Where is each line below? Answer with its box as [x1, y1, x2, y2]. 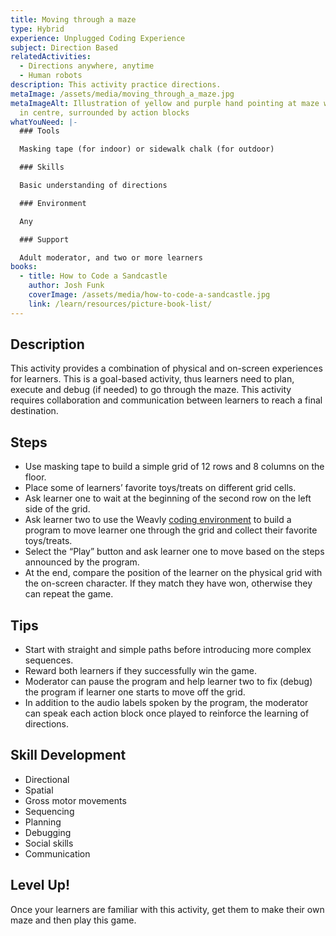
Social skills [24, 837, 74, 849]
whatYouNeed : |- [10, 117, 78, 127]
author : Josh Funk [28, 281, 105, 291]
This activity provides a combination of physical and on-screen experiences [10, 362, 323, 375]
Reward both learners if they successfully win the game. [24, 665, 257, 677]
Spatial [24, 784, 54, 796]
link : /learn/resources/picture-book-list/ [28, 299, 213, 309]
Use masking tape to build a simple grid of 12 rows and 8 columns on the [24, 461, 325, 473]
